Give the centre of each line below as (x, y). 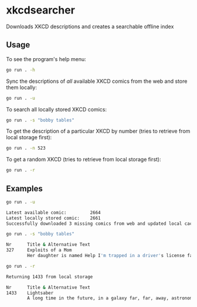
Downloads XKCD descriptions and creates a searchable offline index (90, 26)
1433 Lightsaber (30, 293)
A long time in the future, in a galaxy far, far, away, (98, 298)
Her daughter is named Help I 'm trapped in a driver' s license (106, 256)
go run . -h (21, 70)
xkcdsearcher (40, 10)
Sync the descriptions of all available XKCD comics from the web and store (97, 81)
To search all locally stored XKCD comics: (57, 109)
